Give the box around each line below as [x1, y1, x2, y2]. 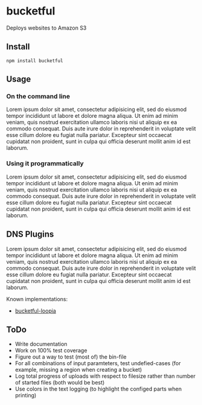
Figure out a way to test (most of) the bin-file [14, 353, 127, 360]
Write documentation [14, 340, 68, 348]
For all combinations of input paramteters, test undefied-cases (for [14, 360, 181, 367]
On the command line [6, 92, 71, 101]
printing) [14, 392, 37, 399]
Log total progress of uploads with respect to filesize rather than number [14, 372, 196, 380]
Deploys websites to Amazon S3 [6, 24, 87, 31]
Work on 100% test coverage [14, 347, 87, 354]
